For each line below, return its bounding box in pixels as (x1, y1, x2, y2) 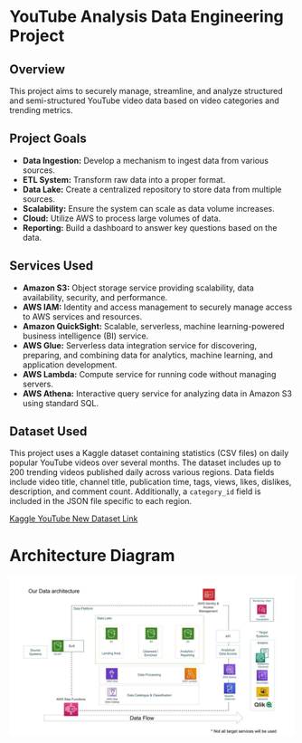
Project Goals (9, 131, 88, 147)
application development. (22, 359, 118, 370)
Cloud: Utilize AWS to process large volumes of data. (22, 213, 222, 224)
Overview (9, 62, 66, 77)
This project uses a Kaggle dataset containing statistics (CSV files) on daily (9, 448, 289, 459)
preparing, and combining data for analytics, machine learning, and (22, 349, 273, 360)
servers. (22, 378, 54, 389)
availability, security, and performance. (22, 291, 168, 302)
